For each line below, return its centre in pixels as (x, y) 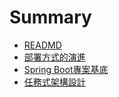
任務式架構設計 (54, 82)
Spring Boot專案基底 (66, 69)
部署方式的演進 (54, 57)
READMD (42, 45)
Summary (50, 17)
